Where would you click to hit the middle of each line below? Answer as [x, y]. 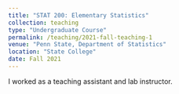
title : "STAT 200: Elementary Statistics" [79, 15]
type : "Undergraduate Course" [58, 30]
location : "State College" [52, 52]
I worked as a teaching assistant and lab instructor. [90, 81]
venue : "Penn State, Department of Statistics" [88, 45]
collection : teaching [44, 23]
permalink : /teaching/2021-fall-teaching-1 [80, 37]
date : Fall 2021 [35, 60]
